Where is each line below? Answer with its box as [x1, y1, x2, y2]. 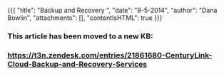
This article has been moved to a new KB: [7, 31, 153, 41]
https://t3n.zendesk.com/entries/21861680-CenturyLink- [7, 50, 213, 60]
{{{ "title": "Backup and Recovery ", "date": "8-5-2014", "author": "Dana [7, 6, 218, 14]
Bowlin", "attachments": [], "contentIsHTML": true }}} [7, 13, 163, 22]
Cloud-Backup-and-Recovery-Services [7, 59, 148, 69]
